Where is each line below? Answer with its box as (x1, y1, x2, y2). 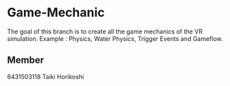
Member (7, 55, 45, 66)
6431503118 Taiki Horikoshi (7, 72, 84, 81)
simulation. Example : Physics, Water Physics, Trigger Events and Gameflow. (7, 34, 223, 42)
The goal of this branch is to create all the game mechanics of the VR (7, 27, 203, 35)
